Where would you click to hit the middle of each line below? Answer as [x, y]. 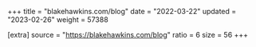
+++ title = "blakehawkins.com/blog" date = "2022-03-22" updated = [122, 11]
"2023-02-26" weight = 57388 [58, 20]
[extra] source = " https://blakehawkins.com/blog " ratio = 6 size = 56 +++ [128, 35]
